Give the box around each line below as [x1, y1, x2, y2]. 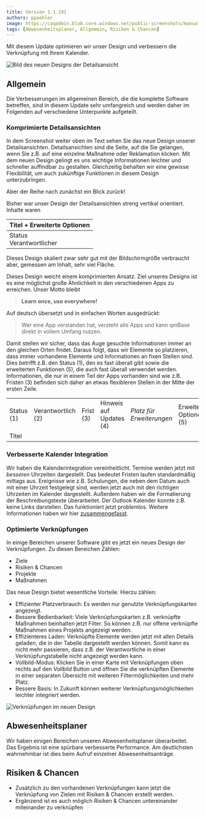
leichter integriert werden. [15, 691, 81, 698]
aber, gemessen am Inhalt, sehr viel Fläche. [6, 261, 116, 268]
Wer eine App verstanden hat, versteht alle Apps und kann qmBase [21, 322, 190, 329]
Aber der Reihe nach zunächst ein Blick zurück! [6, 188, 126, 196]
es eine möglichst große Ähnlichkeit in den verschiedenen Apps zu [6, 279, 174, 287]
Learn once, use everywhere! [21, 298, 98, 305]
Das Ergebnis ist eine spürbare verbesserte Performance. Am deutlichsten [6, 744, 193, 751]
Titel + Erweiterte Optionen [9, 221, 90, 229]
